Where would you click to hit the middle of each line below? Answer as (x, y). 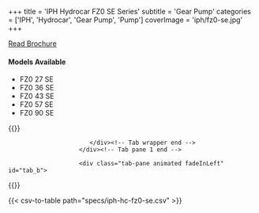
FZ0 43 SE (37, 96)
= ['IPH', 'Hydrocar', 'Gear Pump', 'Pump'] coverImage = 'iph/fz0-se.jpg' (126, 20)
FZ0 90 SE (37, 113)
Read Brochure (32, 44)
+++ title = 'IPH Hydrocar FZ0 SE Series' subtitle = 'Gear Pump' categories (129, 11)
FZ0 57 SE (36, 105)
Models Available (37, 62)
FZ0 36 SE (37, 88)
